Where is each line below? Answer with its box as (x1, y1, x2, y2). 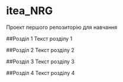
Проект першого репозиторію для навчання (6, 24, 118, 31)
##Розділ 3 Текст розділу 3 (6, 58, 75, 65)
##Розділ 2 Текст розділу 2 (6, 46, 75, 54)
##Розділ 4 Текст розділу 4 (6, 69, 75, 76)
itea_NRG (6, 4, 53, 18)
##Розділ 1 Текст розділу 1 (6, 35, 73, 42)
